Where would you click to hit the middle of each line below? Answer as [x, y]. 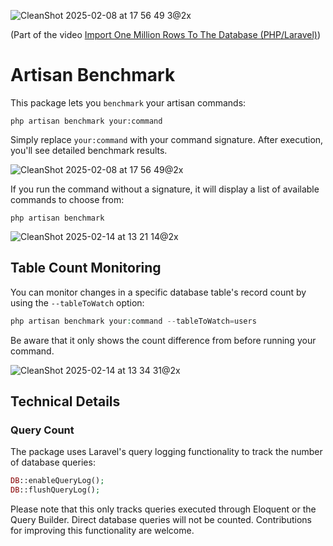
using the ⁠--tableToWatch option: [77, 302]
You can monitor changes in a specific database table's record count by [158, 292]
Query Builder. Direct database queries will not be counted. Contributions [161, 520]
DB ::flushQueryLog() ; [55, 490]
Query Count [42, 430]
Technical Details [65, 401]
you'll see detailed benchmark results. [89, 150]
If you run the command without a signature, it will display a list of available [165, 189]
